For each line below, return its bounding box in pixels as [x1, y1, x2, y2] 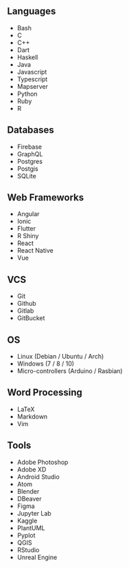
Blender [16, 487, 40, 495]
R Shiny [16, 232, 39, 240]
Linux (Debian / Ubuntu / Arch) [16, 353, 104, 361]
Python [16, 90, 38, 98]
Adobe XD [16, 465, 47, 474]
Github [16, 299, 36, 308]
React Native [16, 246, 54, 255]
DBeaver [16, 494, 43, 503]
